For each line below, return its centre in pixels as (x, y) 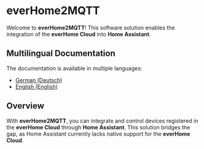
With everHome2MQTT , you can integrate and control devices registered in (102, 121)
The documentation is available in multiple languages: (74, 68)
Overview (25, 106)
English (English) (37, 86)
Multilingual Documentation (61, 54)
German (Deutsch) (39, 80)
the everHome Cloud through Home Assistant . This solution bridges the (98, 127)
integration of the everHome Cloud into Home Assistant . (79, 34)
